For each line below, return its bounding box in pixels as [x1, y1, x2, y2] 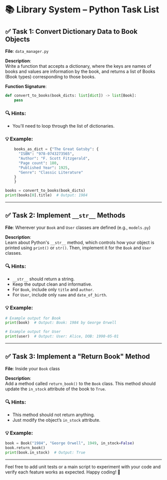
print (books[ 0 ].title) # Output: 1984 [5, 193, 88, 198]
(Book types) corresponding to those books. [5, 74, 96, 80]
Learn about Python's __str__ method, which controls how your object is [5, 239, 155, 245]
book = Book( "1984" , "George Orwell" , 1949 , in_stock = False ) [5, 441, 135, 446]
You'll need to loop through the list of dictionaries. [12, 123, 115, 129]
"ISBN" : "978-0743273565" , [18, 152, 75, 157]
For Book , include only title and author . [12, 287, 94, 293]
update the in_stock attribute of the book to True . [5, 386, 106, 392]
